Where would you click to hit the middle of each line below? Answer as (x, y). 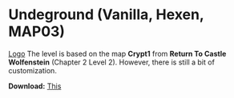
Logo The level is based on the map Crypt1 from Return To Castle (117, 53)
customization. (33, 70)
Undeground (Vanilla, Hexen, (106, 15)
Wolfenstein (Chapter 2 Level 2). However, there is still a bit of (111, 62)
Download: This (35, 86)
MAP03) (37, 31)
